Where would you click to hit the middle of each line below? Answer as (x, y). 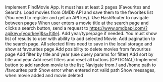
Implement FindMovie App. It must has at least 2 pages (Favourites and (78, 7)
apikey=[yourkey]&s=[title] (32, 33)
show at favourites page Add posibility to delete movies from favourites (78, 49)
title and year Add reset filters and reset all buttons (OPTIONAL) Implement (81, 60)
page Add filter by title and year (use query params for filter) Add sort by (79, 54)
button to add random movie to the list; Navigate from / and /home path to (81, 65)
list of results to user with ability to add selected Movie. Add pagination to (80, 39)
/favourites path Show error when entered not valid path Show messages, (81, 70)
